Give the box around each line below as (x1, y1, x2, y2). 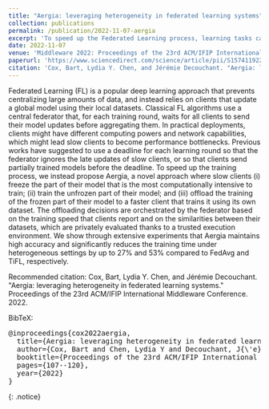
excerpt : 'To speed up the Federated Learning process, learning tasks (8, 34, 252, 43)
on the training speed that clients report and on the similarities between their (8, 213, 261, 223)
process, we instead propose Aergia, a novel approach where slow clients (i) (8, 171, 261, 180)
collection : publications (8, 19, 94, 27)
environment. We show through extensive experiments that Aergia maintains (8, 230, 260, 241)
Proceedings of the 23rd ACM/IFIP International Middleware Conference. (8, 289, 248, 298)
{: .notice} (8, 391, 42, 401)
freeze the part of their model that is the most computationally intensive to (8, 180, 253, 189)
